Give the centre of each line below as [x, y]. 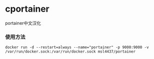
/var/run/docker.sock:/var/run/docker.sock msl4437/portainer [70, 52]
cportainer [27, 9]
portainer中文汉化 [23, 23]
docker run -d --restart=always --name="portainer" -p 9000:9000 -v [77, 47]
